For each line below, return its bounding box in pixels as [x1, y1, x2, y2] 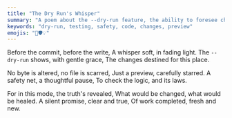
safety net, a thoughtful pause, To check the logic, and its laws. [7, 77, 188, 85]
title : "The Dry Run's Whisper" [7, 10, 100, 17]
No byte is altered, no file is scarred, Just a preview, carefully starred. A [7, 69, 211, 77]
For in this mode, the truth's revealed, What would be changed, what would [7, 90, 221, 98]
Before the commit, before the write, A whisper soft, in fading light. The [7, 48, 210, 57]
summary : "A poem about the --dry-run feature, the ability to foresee [7, 17, 217, 23]
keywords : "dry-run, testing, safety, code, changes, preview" [7, 23, 193, 30]
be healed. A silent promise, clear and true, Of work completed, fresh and [7, 97, 216, 106]
